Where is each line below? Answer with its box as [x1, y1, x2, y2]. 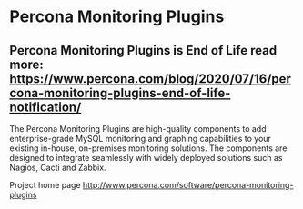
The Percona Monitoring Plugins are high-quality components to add [9, 124, 267, 134]
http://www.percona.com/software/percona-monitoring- [82, 180, 294, 190]
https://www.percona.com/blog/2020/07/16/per [9, 71, 291, 86]
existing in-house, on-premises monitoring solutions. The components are [9, 143, 288, 154]
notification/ [9, 99, 82, 114]
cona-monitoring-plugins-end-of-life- [9, 85, 231, 101]
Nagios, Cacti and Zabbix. [9, 162, 106, 173]
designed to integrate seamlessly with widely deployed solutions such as [9, 153, 283, 163]
